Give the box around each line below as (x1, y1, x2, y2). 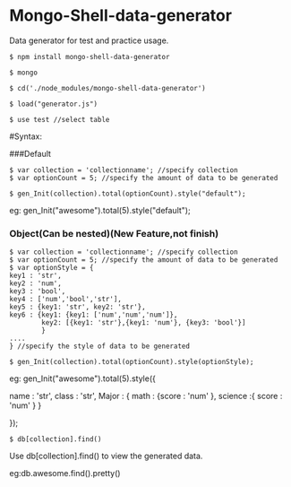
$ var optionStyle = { (9, 264, 94, 273)
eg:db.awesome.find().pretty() (9, 468, 121, 479)
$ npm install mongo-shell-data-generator (9, 52, 170, 61)
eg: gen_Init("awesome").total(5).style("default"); (9, 204, 191, 215)
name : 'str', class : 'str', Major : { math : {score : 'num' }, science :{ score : (9, 391, 283, 402)
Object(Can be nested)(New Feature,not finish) (9, 227, 219, 239)
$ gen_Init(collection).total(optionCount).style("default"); (9, 189, 246, 198)
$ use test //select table (9, 115, 110, 124)
